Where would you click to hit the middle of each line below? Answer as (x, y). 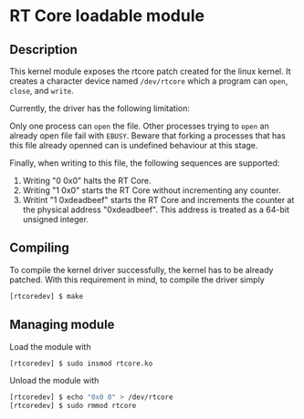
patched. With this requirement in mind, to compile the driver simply (137, 280)
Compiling (40, 248)
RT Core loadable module (107, 16)
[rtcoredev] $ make (47, 296)
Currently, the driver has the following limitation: (100, 108)
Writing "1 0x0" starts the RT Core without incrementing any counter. (152, 190)
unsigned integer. (56, 219)
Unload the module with (54, 381)
